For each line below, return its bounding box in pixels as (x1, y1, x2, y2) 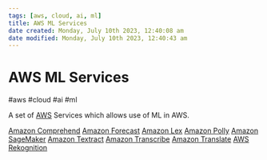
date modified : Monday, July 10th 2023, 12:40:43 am (8, 34, 188, 42)
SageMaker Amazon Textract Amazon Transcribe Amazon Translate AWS (8, 134, 249, 144)
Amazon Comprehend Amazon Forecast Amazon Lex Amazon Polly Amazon (8, 126, 259, 136)
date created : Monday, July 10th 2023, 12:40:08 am (8, 26, 184, 34)
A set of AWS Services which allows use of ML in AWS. (8, 110, 190, 120)
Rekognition (8, 143, 48, 153)
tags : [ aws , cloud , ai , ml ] (8, 11, 102, 20)
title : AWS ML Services (8, 19, 88, 27)
